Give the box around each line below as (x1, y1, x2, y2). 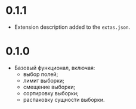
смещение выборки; (23, 83, 76, 90)
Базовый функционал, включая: (14, 64, 95, 71)
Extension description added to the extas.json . (14, 23, 131, 31)
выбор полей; (23, 70, 58, 78)
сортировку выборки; (23, 89, 79, 96)
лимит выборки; (23, 77, 65, 84)
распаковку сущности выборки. (23, 96, 105, 103)
